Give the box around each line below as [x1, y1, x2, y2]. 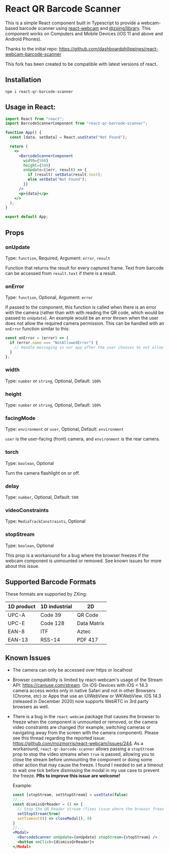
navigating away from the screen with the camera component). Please [12, 730, 159, 736]
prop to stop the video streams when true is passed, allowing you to [12, 751, 155, 757]
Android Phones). [5, 36, 42, 42]
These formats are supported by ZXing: [5, 591, 87, 597]
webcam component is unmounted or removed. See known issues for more [5, 558, 162, 564]
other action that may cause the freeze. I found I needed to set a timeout [12, 762, 163, 768]
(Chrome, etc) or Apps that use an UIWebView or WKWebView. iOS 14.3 [12, 693, 161, 699]
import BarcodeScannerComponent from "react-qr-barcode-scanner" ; [5, 121, 148, 126]
